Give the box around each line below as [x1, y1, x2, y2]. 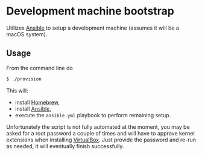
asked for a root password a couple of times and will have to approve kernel [6, 129, 195, 137]
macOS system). [6, 30, 48, 37]
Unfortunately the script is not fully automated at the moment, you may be [6, 123, 190, 131]
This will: [6, 86, 28, 94]
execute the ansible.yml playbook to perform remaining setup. [14, 111, 171, 119]
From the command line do [6, 64, 74, 71]
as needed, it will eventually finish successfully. [6, 142, 124, 149]
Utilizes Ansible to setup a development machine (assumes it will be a [6, 24, 180, 31]
